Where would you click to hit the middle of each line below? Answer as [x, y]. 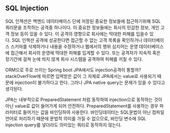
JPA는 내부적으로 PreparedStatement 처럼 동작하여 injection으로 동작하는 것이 [84, 99]
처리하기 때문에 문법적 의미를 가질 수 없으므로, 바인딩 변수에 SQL [82, 118]
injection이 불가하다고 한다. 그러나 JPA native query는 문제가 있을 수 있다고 [90, 82]
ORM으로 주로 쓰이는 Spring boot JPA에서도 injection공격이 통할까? [73, 70]
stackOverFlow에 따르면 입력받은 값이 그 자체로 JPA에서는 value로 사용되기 [81, 76]
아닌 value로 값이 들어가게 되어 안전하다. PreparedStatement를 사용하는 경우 [82, 106]
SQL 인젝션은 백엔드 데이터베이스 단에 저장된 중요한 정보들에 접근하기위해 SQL [83, 21]
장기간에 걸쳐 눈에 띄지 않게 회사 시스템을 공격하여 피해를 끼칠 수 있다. [74, 59]
